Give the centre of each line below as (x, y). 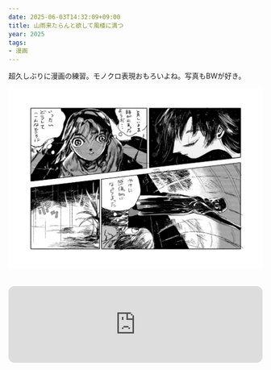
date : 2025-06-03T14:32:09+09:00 (65, 17)
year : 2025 (27, 34)
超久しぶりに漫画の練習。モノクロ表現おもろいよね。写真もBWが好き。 (127, 76)
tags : (17, 43)
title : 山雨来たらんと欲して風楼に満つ (66, 25)
